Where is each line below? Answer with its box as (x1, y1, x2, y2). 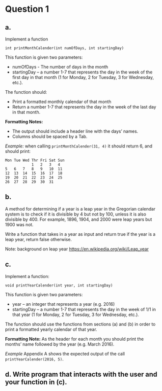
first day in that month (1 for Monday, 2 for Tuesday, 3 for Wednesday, (12, 74, 154, 80)
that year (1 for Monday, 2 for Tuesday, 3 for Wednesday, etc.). (12, 312, 139, 318)
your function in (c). (5, 378, 67, 387)
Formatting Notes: (5, 119, 43, 124)
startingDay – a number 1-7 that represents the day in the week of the (12, 69, 153, 75)
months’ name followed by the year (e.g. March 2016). (5, 341, 114, 347)
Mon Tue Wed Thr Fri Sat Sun (5, 158, 65, 163)
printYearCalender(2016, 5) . (5, 356, 64, 362)
